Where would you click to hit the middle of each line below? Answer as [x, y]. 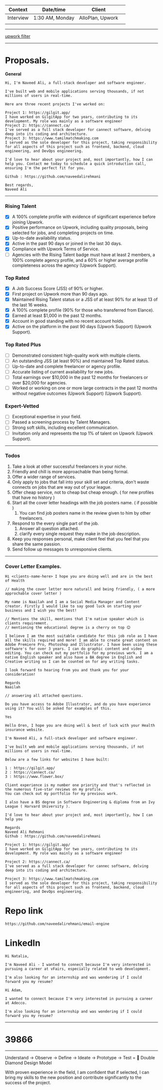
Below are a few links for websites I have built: [57, 760]
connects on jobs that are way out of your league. [62, 487]
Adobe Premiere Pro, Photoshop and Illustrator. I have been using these [81, 645]
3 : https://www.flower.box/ [34, 777]
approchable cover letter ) [33, 593]
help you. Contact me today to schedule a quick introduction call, [76, 164]
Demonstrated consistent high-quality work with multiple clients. [77, 355]
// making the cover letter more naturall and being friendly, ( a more [80, 589]
